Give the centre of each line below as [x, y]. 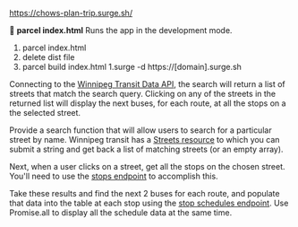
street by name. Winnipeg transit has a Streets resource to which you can [145, 140]
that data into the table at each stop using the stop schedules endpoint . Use [149, 203]
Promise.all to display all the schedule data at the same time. [121, 213]
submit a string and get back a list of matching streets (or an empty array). [146, 149]
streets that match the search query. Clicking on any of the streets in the [143, 94]
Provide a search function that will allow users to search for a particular [140, 130]
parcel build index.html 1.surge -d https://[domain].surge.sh [132, 67]
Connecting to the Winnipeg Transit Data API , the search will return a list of [148, 84]
